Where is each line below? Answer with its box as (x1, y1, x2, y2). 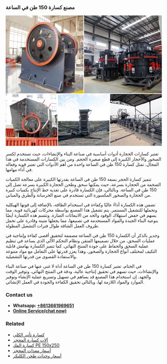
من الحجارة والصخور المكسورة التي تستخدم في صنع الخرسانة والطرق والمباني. (5, 192, 152, 198)
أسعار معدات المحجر (12, 347, 51, 354)
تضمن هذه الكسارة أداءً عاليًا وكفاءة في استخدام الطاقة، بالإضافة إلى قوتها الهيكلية (5, 202, 156, 208)
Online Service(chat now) (12, 308, 67, 314)
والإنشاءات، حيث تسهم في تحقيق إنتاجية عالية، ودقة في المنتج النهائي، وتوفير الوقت (5, 268, 159, 274)
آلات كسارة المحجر (12, 337, 49, 343)
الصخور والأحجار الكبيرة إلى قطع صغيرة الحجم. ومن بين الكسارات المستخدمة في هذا (5, 156, 162, 162)
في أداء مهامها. (5, 166, 33, 172)
